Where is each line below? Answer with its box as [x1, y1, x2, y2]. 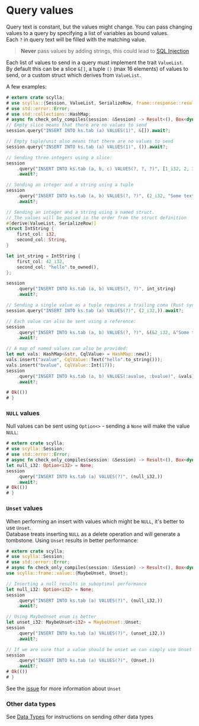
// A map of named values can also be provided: [6, 346, 129, 352]
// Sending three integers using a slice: [6, 154, 113, 160]
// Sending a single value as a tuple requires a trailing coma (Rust [6, 302, 184, 308]
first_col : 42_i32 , [17, 258, 65, 264]
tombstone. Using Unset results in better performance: [6, 536, 139, 544]
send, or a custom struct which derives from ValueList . [6, 71, 141, 78]
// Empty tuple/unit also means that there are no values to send [6, 138, 174, 144]
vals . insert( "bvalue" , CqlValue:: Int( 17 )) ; [6, 362, 115, 368]
